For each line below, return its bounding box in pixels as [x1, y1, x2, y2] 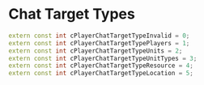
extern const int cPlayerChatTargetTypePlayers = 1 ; [8, 39, 190, 47]
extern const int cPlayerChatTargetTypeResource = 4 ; [8, 62, 194, 70]
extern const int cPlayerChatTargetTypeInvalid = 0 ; [8, 32, 190, 40]
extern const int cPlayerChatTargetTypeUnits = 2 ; [8, 46, 183, 55]
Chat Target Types [8, 5, 135, 23]
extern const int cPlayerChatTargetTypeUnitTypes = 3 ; [8, 54, 198, 62]
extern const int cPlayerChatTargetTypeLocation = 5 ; [8, 70, 194, 78]
